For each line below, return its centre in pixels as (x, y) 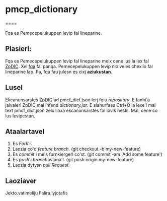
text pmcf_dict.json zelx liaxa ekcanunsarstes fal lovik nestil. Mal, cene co (81, 110)
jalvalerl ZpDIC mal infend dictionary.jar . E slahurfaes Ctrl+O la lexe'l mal (80, 105)
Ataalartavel (25, 131)
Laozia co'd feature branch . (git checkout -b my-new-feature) (76, 149)
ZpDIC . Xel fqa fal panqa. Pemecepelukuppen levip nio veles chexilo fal (79, 66)
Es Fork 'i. (22, 144)
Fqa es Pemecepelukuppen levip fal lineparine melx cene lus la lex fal (77, 61)
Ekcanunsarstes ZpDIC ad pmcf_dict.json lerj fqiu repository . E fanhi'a (77, 100)
